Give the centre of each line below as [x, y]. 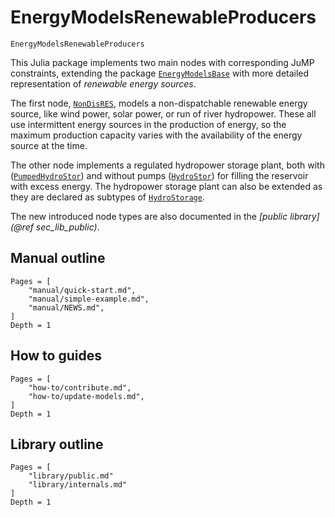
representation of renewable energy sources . [103, 83]
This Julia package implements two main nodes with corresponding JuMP [162, 62]
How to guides [56, 356]
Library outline [57, 444]
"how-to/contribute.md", [80, 387]
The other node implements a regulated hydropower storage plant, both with [167, 165]
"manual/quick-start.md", [82, 290]
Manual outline [58, 258]
